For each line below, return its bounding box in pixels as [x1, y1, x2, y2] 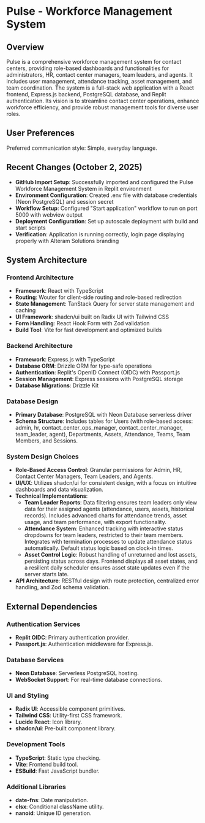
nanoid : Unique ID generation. [15, 809, 92, 817]
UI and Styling [6, 692, 49, 700]
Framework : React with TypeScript [15, 287, 104, 295]
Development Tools [6, 740, 65, 749]
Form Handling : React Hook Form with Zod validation [15, 320, 150, 327]
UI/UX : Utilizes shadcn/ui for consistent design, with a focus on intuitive [15, 479, 197, 487]
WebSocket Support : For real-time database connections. [15, 676, 163, 684]
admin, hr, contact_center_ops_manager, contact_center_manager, [15, 423, 183, 431]
